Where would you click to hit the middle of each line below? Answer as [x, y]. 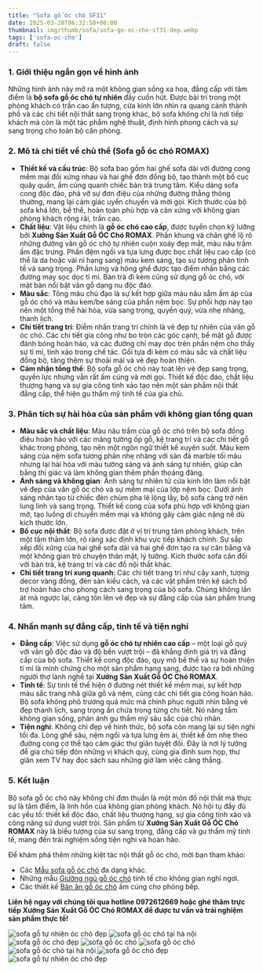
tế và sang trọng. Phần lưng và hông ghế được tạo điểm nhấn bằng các [134, 268]
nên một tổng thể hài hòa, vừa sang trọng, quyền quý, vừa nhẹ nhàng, [132, 310]
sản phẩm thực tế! [38, 918]
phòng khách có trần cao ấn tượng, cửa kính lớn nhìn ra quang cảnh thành [128, 106]
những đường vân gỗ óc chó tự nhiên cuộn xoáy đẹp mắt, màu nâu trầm [135, 243]
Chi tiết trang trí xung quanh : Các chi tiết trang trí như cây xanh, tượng [134, 573]
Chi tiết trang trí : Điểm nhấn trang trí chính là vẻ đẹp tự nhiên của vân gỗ [137, 327]
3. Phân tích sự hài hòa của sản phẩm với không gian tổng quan [131, 414]
